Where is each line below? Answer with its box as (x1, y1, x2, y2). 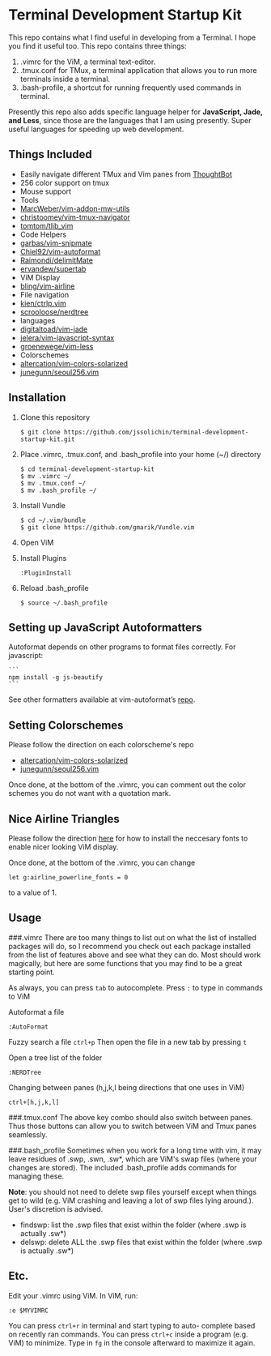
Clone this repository (19, 412, 91, 422)
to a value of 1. (8, 888, 57, 897)
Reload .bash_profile (19, 583, 89, 592)
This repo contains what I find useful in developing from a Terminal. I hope (8, 32, 256, 42)
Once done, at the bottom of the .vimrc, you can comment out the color (8, 780, 247, 789)
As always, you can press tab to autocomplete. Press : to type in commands (8, 982, 263, 992)
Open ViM (19, 537, 54, 547)
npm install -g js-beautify (8, 674, 104, 682)
